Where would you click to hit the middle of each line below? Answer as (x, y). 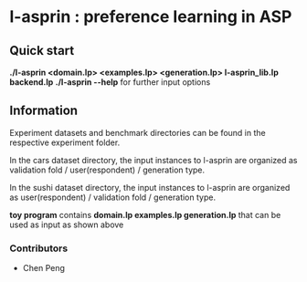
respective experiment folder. (65, 142)
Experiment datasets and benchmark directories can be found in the (138, 132)
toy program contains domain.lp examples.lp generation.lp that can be (145, 214)
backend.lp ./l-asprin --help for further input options (110, 82)
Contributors (39, 248)
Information (44, 111)
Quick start (42, 51)
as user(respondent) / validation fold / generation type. (113, 197)
